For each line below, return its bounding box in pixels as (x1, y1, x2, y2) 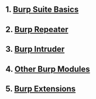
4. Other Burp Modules (5, 64, 90, 74)
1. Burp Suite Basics (5, 5, 79, 15)
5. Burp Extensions (5, 84, 76, 94)
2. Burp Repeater (5, 24, 68, 34)
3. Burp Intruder (5, 44, 65, 54)
